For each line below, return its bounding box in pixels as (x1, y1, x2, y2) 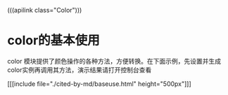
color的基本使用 (7, 33, 100, 48)
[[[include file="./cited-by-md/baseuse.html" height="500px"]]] (7, 80, 191, 88)
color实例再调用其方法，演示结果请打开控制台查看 (7, 66, 152, 74)
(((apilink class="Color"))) (7, 6, 82, 14)
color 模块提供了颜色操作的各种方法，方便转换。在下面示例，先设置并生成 (7, 57, 222, 65)
